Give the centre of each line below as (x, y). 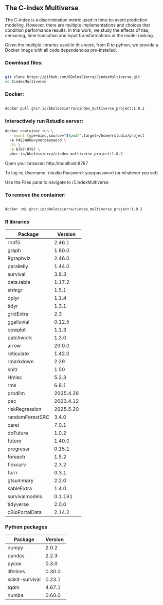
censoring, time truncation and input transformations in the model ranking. (80, 35)
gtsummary (21, 480)
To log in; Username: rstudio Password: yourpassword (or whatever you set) (81, 172)
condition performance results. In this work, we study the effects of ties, (77, 30)
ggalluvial (18, 322)
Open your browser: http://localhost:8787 (47, 163)
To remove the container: (36, 195)
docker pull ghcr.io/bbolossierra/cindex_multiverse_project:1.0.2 (75, 109)
